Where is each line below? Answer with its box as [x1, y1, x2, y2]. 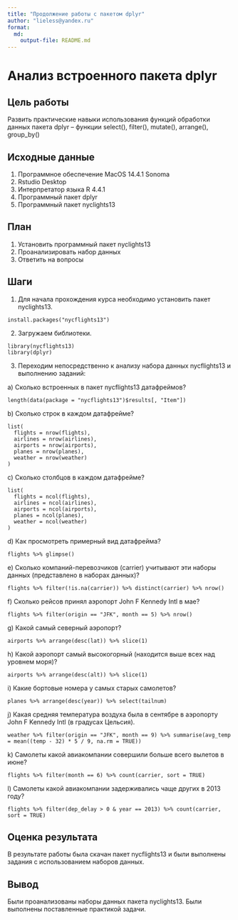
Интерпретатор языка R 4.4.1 [17, 185, 105, 194]
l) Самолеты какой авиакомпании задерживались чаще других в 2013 [7, 784, 221, 793]
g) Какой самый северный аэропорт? [7, 623, 122, 632]
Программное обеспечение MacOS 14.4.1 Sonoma [17, 169, 170, 179]
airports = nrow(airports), [14, 441, 98, 449]
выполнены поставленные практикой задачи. [7, 905, 146, 914]
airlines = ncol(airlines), [14, 499, 98, 506]
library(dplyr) [7, 349, 53, 356]
